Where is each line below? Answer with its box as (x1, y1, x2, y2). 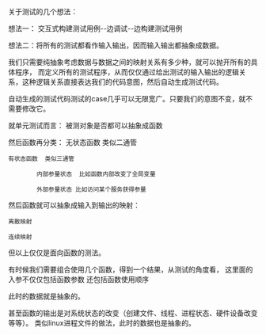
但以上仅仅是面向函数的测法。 (8, 248, 105, 257)
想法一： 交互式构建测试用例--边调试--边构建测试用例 (8, 24, 183, 33)
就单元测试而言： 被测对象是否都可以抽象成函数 (8, 121, 163, 130)
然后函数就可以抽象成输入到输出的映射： (8, 200, 140, 210)
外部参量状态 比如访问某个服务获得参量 (36, 185, 146, 193)
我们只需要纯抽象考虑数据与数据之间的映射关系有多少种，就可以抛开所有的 (8, 58, 251, 67)
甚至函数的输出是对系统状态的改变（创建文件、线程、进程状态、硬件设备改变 (8, 308, 258, 318)
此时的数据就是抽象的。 (8, 291, 85, 301)
